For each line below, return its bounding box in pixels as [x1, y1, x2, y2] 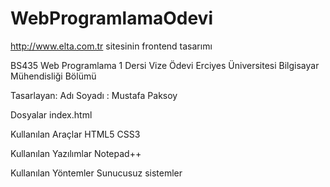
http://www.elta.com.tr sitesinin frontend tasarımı [10, 40, 213, 52]
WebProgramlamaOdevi [10, 7, 213, 30]
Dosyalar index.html [10, 108, 93, 121]
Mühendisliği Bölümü [10, 70, 97, 82]
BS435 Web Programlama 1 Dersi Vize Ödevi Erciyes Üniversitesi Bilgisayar [10, 59, 320, 71]
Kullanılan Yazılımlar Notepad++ [10, 147, 142, 159]
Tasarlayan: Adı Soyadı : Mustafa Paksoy [10, 89, 178, 101]
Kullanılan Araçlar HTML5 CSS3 [10, 128, 141, 140]
